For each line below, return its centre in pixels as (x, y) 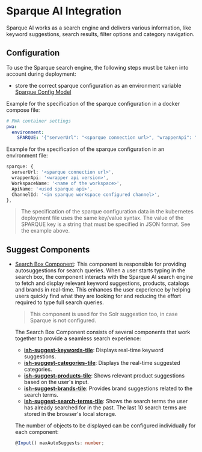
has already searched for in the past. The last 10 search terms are (105, 408)
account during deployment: (41, 74)
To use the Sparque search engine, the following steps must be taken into (97, 67)
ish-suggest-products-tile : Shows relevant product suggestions (104, 376)
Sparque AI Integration (64, 11)
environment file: (27, 156)
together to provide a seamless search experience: (78, 338)
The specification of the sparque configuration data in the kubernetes (107, 212)
